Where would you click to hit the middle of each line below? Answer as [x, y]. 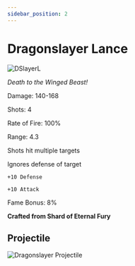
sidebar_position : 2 [38, 14]
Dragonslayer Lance [68, 48]
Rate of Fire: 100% [34, 123]
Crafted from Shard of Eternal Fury [59, 216]
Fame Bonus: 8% [33, 202]
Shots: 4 [19, 109]
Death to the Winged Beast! [48, 82]
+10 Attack [23, 189]
